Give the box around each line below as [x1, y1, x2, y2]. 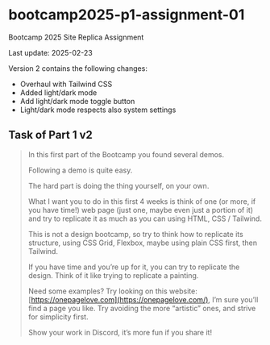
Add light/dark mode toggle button [19, 96, 135, 106]
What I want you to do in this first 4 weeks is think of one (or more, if [27, 196, 256, 206]
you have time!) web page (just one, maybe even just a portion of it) [27, 205, 254, 214]
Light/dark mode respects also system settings [19, 105, 177, 114]
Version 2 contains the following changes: [8, 63, 147, 73]
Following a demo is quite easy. [27, 165, 133, 175]
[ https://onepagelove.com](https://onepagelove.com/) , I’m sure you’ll [27, 294, 259, 304]
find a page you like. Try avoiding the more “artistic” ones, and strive [27, 303, 256, 313]
